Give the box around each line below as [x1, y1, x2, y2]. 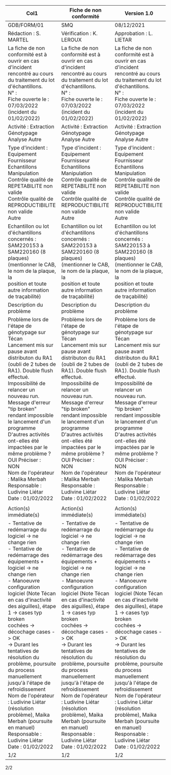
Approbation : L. [115, 30, 153, 37]
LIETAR [115, 36, 132, 43]
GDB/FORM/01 [8, 21, 44, 29]
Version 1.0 [124, 10, 154, 17]
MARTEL [8, 36, 29, 43]
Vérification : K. [61, 30, 98, 37]
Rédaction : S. [8, 30, 41, 37]
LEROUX [61, 36, 82, 43]
